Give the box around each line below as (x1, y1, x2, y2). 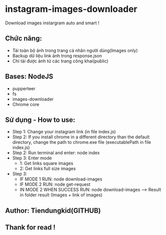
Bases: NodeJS (5, 72, 54, 81)
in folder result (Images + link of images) (19, 192, 103, 198)
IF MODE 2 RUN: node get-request (19, 181, 91, 187)
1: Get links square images (19, 160, 73, 167)
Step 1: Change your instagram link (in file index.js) (12, 129, 116, 135)
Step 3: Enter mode (12, 155, 52, 161)
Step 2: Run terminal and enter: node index (12, 150, 100, 156)
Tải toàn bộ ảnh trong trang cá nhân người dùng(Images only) (12, 47, 138, 53)
